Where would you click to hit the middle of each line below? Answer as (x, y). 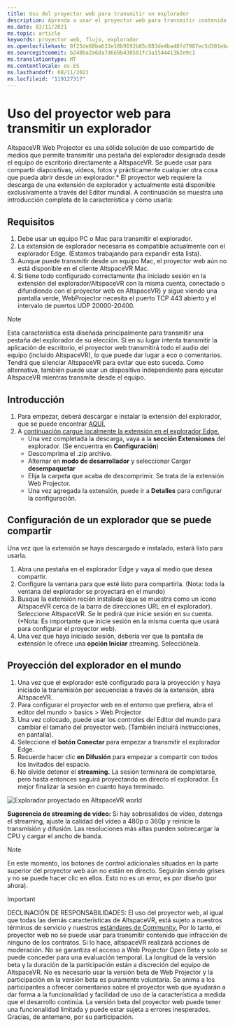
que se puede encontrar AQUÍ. (62, 424)
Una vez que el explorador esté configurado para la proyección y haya (119, 682)
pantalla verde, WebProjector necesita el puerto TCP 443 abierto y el (117, 298)
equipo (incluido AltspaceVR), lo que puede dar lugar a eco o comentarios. (115, 355)
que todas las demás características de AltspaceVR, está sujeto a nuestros (115, 920)
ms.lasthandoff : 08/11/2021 (48, 72)
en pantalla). (35, 734)
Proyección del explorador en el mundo (94, 666)
